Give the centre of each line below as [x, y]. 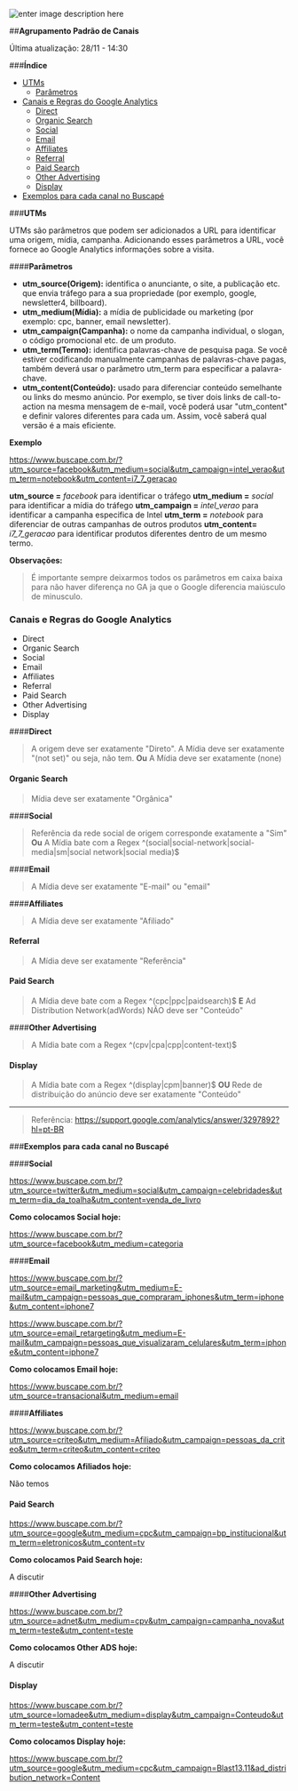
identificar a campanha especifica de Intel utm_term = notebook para [136, 515]
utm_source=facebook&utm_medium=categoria [96, 1243]
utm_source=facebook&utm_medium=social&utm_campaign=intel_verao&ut [147, 469]
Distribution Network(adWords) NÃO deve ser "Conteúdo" [137, 1010]
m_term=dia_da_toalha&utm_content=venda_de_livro [105, 1200]
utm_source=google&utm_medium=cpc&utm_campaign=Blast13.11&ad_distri [148, 1768]
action [34, 406]
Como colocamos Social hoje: [65, 1217]
